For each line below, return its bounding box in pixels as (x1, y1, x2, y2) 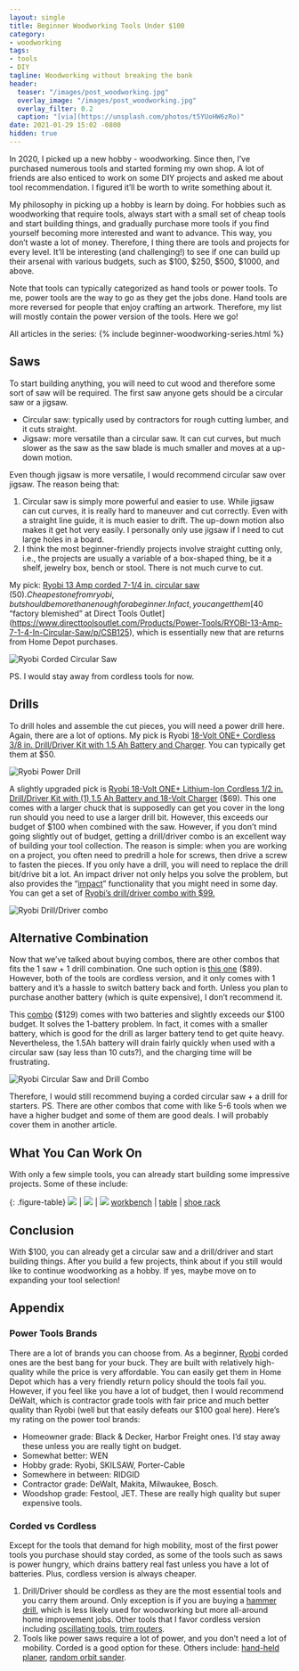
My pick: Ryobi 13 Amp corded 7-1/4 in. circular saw (9, 579, 200, 590)
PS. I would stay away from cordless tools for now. (9, 670, 194, 682)
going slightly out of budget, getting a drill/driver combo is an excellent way (9, 831, 287, 841)
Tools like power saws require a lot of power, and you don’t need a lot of (21, 1633, 287, 1643)
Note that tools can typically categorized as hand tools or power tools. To (9, 283, 279, 293)
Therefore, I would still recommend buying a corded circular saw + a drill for (9, 1091, 288, 1102)
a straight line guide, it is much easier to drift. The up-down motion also (21, 514, 285, 526)
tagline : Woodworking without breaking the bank (9, 71, 193, 80)
